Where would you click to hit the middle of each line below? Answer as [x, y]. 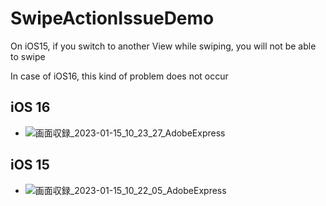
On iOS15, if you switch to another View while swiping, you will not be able [163, 46]
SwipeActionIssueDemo [112, 18]
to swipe [28, 56]
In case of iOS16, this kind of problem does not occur [119, 76]
